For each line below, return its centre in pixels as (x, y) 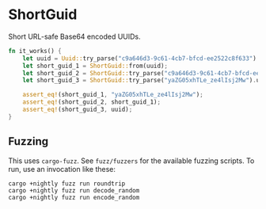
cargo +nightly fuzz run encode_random (74, 197)
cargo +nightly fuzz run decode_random (74, 190)
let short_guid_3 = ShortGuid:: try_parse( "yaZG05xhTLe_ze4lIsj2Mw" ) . (140, 81)
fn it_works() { (35, 51)
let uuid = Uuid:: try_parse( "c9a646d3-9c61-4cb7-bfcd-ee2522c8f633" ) (140, 58)
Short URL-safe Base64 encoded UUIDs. (74, 36)
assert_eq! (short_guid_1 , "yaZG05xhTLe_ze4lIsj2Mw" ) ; (113, 95)
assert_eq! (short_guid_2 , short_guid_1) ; (91, 102)
